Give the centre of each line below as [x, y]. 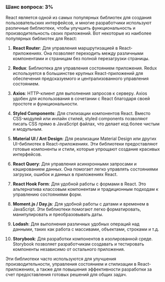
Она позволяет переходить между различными [94, 53]
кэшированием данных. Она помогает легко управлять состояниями [85, 169]
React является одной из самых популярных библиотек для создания [79, 18]
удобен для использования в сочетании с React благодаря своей [81, 99]
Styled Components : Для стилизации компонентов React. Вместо [82, 113]
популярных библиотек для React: [41, 38]
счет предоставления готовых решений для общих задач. [66, 275]
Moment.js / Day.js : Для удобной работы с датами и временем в [81, 204]
